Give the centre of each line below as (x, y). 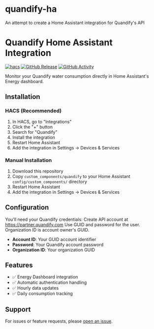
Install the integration (34, 137)
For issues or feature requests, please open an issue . (59, 321)
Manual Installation (29, 160)
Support (18, 309)
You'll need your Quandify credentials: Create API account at (67, 219)
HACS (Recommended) (33, 111)
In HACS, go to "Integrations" (42, 121)
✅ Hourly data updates (35, 288)
